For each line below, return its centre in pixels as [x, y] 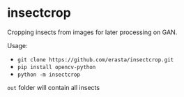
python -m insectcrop [48, 75]
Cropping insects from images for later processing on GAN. [92, 32]
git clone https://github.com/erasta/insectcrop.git [95, 60]
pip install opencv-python [56, 67]
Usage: [17, 45]
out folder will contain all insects [53, 87]
